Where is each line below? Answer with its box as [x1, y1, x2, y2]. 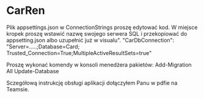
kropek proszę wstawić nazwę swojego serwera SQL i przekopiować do [6, 30, 188, 37]
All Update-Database [6, 67, 59, 74]
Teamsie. [6, 85, 29, 93]
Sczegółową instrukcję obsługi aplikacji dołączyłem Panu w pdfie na [6, 79, 178, 87]
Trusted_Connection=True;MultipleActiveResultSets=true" [6, 49, 152, 56]
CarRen [6, 4, 45, 18]
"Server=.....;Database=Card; [6, 43, 80, 50]
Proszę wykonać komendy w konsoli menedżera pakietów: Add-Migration [6, 61, 192, 68]
